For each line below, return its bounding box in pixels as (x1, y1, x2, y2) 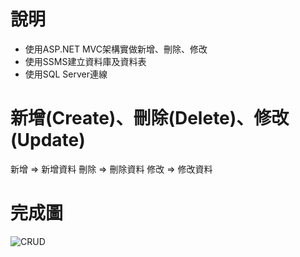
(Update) (10, 129, 86, 152)
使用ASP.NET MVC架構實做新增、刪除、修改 (24, 43, 208, 55)
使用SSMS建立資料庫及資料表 (24, 55, 147, 67)
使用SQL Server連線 (24, 68, 108, 80)
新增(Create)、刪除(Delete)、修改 (10, 107, 290, 130)
